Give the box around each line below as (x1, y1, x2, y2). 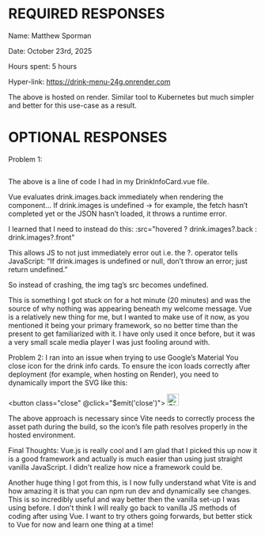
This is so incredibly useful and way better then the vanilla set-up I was (8, 494, 240, 504)
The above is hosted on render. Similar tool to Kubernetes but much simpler (8, 92, 255, 101)
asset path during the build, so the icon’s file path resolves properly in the (8, 422, 248, 431)
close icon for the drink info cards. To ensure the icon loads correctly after (8, 361, 251, 370)
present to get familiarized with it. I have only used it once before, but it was (8, 329, 256, 338)
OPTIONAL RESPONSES (8, 128, 168, 146)
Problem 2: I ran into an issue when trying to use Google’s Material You (8, 353, 239, 362)
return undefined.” (8, 264, 69, 274)
